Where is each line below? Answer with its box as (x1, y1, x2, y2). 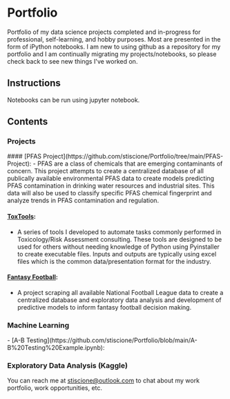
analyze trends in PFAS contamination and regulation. (7, 196, 160, 205)
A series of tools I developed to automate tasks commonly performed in (17, 227, 222, 236)
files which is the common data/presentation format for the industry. (17, 257, 212, 265)
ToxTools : (7, 213, 36, 221)
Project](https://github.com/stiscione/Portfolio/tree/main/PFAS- (43, 152, 223, 161)
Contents (7, 116, 48, 127)
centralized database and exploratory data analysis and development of (17, 296, 222, 304)
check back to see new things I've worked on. (7, 57, 138, 65)
